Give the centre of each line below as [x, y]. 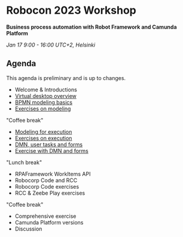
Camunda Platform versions [49, 222]
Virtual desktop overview [45, 96]
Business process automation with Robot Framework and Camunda [92, 27]
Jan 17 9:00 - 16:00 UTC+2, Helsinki [51, 45]
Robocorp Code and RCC [46, 180]
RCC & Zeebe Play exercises [50, 193]
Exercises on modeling [43, 109]
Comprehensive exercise [45, 216]
